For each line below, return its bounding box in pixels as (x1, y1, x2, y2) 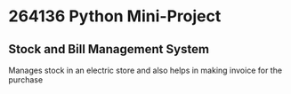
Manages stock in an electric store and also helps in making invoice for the (8, 65, 282, 75)
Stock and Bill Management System (8, 42, 210, 57)
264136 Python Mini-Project (8, 6, 222, 27)
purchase (8, 74, 44, 85)
